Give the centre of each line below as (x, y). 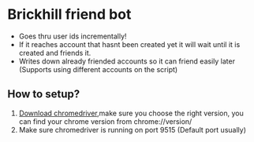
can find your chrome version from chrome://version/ (105, 121)
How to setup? (44, 95)
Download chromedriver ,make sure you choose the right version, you (131, 113)
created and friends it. (55, 53)
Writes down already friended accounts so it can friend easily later (127, 61)
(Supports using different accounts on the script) (98, 69)
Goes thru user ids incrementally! (73, 36)
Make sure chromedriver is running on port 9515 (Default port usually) (132, 129)
